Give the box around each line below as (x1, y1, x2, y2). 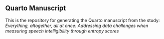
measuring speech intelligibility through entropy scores (5, 27, 119, 34)
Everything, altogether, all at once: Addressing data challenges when (5, 22, 148, 28)
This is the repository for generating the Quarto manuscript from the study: (5, 17, 160, 23)
